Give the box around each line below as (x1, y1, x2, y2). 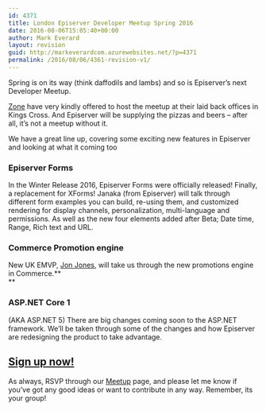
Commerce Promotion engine (8, 242, 125, 254)
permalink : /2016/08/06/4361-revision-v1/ (8, 56, 151, 64)
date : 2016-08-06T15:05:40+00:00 (8, 26, 119, 34)
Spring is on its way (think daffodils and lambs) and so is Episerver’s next (8, 77, 248, 87)
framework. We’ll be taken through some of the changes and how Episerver (8, 324, 256, 333)
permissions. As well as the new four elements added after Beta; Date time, (8, 214, 254, 223)
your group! (8, 393, 47, 402)
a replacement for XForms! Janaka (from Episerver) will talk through (8, 188, 230, 199)
